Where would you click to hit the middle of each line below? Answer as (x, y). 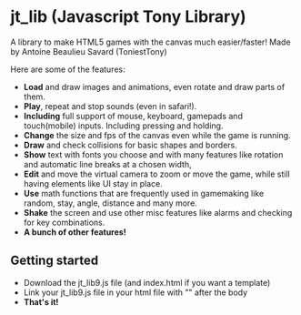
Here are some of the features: (68, 69)
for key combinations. (64, 222)
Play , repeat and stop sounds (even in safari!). (110, 106)
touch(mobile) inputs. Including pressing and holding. (123, 126)
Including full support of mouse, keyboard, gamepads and (133, 116)
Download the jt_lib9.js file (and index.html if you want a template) (147, 282)
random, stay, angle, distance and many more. (110, 203)
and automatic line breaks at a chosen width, (107, 164)
